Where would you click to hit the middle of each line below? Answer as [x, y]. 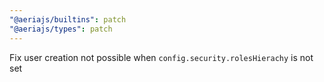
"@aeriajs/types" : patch [61, 29]
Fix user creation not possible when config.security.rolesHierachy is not [161, 57]
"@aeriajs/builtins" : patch [68, 19]
